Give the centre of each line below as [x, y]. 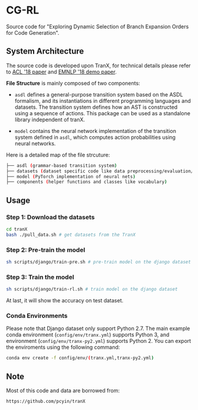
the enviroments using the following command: [63, 347]
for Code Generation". [33, 32]
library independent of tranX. [50, 119]
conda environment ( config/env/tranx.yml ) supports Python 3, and [88, 335]
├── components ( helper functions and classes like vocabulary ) [87, 182]
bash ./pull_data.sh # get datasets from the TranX [71, 235]
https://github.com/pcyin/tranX [46, 401]
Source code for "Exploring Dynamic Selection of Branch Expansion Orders [98, 26]
